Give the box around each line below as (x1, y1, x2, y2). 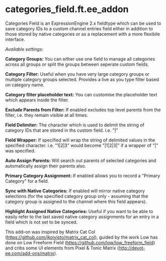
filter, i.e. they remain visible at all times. (5, 112, 89, 118)
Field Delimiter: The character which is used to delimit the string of (5, 122, 144, 128)
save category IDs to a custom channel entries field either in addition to (5, 25, 153, 31)
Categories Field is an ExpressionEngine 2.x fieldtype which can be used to (5, 20, 162, 26)
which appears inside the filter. (5, 97, 69, 103)
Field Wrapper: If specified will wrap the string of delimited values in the (5, 137, 155, 143)
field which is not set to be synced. (5, 219, 78, 225)
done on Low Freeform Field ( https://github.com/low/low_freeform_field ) (5, 239, 155, 245)
